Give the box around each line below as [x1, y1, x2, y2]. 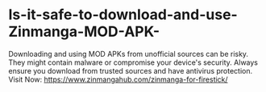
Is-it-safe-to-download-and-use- [8, 6, 238, 24]
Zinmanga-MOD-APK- [8, 22, 160, 41]
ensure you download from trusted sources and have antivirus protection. [8, 66, 253, 75]
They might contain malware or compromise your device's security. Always [8, 58, 258, 67]
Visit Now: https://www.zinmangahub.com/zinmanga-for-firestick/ [8, 74, 228, 84]
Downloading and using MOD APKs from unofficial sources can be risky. [8, 49, 248, 58]
